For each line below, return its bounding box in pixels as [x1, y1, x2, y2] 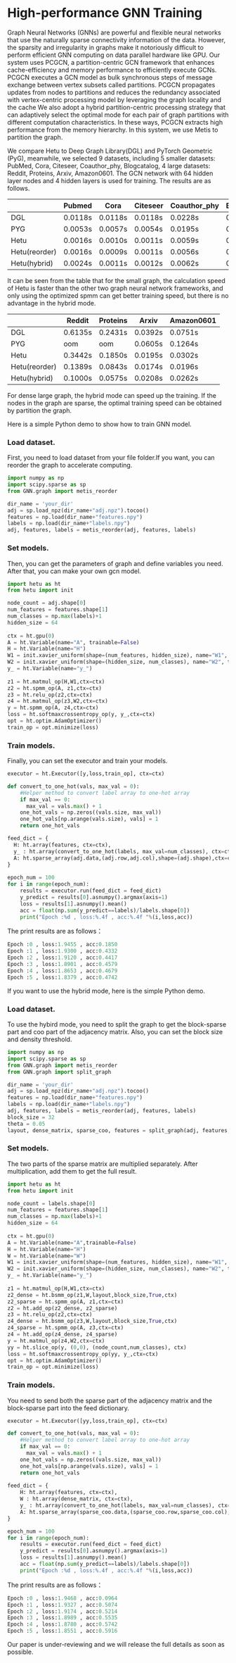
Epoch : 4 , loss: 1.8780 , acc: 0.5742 [7, 1621, 118, 1628]
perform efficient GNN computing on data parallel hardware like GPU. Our [7, 51, 221, 59]
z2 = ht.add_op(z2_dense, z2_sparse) [7, 1305, 118, 1312]
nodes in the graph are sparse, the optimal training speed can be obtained [7, 399, 222, 407]
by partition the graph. [7, 406, 72, 415]
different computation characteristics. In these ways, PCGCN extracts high [7, 118, 223, 126]
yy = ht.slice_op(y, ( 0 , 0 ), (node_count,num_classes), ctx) [7, 1343, 188, 1351]
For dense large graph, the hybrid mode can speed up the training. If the [7, 391, 216, 399]
